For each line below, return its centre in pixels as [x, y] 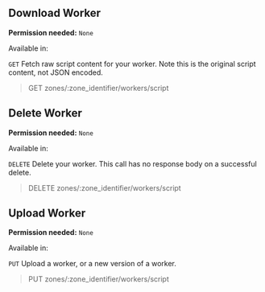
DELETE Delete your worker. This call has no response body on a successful [133, 163]
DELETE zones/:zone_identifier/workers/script [104, 187]
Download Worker [55, 13]
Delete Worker [46, 113]
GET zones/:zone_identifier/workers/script [98, 88]
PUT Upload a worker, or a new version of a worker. [93, 264]
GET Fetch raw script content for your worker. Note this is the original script [132, 64]
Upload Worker [47, 214]
